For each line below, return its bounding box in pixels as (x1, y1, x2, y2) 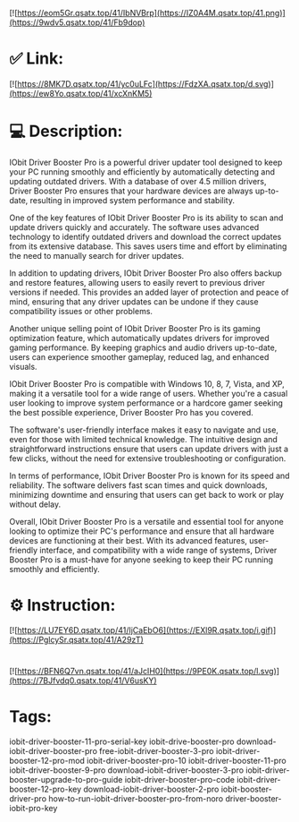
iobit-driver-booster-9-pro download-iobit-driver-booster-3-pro (9, 765, 244, 775)
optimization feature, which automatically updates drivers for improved (9, 332, 270, 343)
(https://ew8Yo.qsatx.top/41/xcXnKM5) (9, 88, 153, 98)
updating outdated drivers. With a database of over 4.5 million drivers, (9, 176, 267, 186)
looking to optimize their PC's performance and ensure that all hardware (9, 526, 275, 536)
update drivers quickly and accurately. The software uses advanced (9, 221, 260, 232)
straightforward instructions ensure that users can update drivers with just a (9, 443, 288, 454)
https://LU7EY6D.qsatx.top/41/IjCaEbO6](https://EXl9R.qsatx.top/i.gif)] (17, 624, 277, 635)
